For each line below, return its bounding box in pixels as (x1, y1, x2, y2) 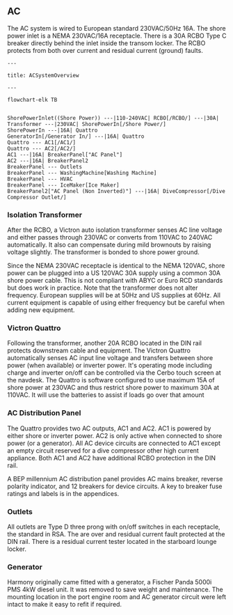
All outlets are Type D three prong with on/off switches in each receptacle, (7, 522, 220, 531)
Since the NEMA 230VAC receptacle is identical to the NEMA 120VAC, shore (7, 261, 225, 270)
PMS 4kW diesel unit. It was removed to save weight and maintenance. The (7, 585, 224, 594)
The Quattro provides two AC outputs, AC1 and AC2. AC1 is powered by (7, 424, 211, 433)
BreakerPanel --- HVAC (7, 176, 73, 182)
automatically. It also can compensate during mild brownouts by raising (7, 240, 211, 249)
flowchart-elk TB (7, 96, 58, 103)
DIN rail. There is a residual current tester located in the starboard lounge (7, 538, 217, 545)
